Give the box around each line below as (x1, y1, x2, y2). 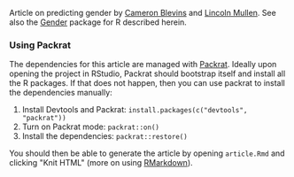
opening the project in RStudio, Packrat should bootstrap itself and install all (9, 68, 286, 79)
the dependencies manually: (9, 88, 112, 98)
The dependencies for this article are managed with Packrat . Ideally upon (9, 59, 277, 70)
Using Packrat (9, 39, 71, 51)
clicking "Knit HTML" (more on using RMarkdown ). (9, 158, 193, 168)
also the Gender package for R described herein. (9, 17, 188, 27)
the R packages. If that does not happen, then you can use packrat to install (9, 78, 285, 88)
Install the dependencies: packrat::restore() (21, 131, 188, 142)
